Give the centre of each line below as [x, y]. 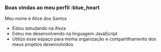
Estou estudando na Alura [39, 28]
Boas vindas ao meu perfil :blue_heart [52, 8]
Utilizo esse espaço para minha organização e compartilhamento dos [84, 39]
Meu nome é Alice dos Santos [36, 19]
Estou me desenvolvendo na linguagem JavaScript [65, 34]
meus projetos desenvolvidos [43, 44]
